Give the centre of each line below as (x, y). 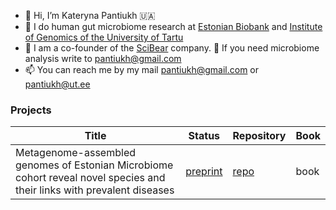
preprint (204, 172)
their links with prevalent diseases (95, 190)
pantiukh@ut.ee (57, 84)
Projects (31, 110)
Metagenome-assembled (75, 153)
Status (204, 136)
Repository (259, 136)
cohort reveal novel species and (90, 178)
